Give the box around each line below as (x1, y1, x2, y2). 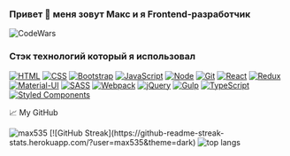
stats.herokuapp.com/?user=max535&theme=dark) (9, 136, 196, 147)
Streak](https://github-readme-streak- (84, 128, 225, 138)
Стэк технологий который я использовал (9, 51, 196, 63)
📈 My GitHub (9, 106, 59, 118)
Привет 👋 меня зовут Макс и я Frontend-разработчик (9, 8, 251, 20)
